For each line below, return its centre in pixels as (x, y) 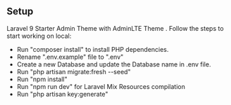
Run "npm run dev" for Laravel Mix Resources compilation (101, 86)
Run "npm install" (42, 79)
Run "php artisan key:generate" (62, 94)
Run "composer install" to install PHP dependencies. (93, 49)
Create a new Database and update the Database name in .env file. (114, 64)
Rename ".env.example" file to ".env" (70, 57)
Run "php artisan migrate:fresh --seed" (74, 71)
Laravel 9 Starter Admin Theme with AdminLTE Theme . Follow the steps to (115, 28)
